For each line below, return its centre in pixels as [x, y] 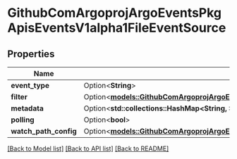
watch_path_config [44, 131]
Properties [31, 54]
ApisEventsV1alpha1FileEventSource [117, 28]
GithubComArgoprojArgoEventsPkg [115, 13]
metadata [27, 108]
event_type [30, 85]
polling [23, 120]
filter [19, 97]
